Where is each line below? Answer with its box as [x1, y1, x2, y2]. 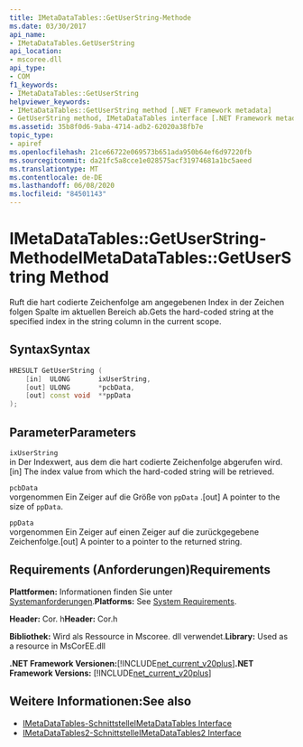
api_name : [9, 30, 47, 39]
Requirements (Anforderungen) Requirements [9, 562, 271, 578]
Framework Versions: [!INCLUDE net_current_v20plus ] [9, 668, 212, 678]
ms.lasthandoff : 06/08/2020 [9, 182, 115, 191]
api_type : [9, 64, 47, 73]
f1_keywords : [9, 80, 59, 89]
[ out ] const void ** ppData [25, 391, 131, 400]
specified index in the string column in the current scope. [9, 315, 222, 326]
